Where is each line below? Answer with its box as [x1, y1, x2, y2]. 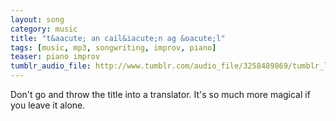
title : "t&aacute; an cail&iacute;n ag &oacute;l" [10, 33, 226, 43]
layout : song [10, 14, 65, 25]
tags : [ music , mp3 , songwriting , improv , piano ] [10, 42, 217, 53]
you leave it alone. [10, 99, 86, 111]
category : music [10, 24, 78, 34]
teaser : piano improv [10, 52, 101, 62]
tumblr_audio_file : [10, 61, 92, 71]
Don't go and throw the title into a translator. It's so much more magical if [10, 89, 311, 100]
